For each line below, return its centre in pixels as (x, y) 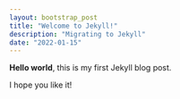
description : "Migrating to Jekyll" (77, 34)
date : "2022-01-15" (46, 42)
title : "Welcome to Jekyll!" (64, 26)
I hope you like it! (41, 85)
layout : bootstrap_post (54, 17)
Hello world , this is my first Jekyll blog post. (90, 68)
